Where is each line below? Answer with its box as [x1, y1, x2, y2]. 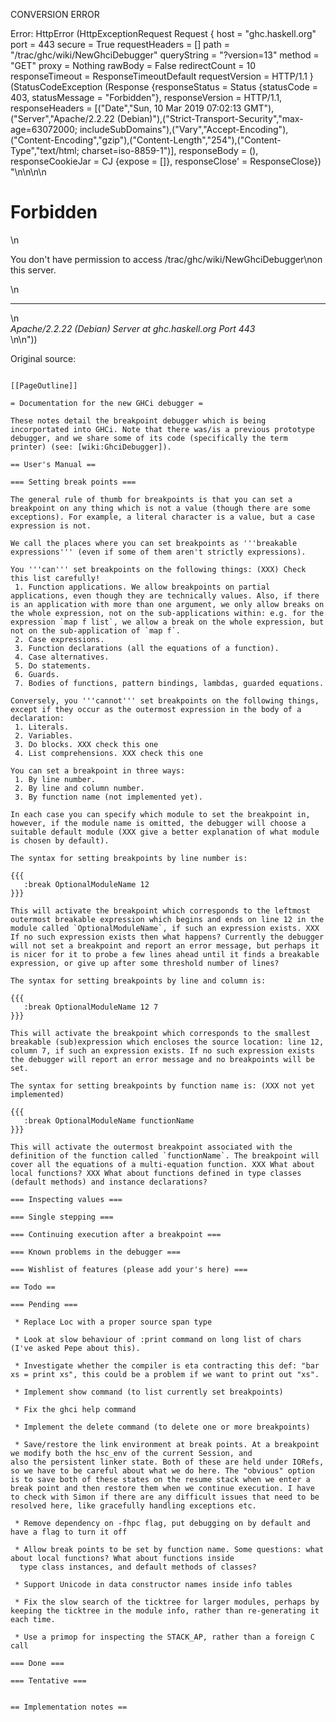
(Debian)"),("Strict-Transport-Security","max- [116, 113, 304, 124]
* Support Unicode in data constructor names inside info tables [14, 1579, 293, 1589]
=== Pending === [10, 1299, 78, 1309]
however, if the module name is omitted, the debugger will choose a [10, 818, 307, 828]
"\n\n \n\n [10, 166, 47, 178]
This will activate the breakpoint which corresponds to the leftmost [10, 905, 311, 916]
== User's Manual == [10, 459, 97, 469]
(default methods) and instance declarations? [10, 1177, 208, 1187]
